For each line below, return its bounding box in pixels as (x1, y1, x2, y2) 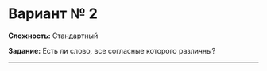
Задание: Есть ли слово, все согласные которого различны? (8, 46, 216, 55)
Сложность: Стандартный (8, 31, 99, 40)
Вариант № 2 (8, 5, 98, 23)
